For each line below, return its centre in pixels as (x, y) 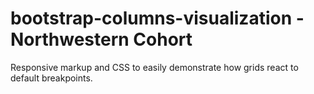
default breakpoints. (51, 78)
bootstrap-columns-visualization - (157, 18)
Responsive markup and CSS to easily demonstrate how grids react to (154, 67)
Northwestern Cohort (101, 39)
